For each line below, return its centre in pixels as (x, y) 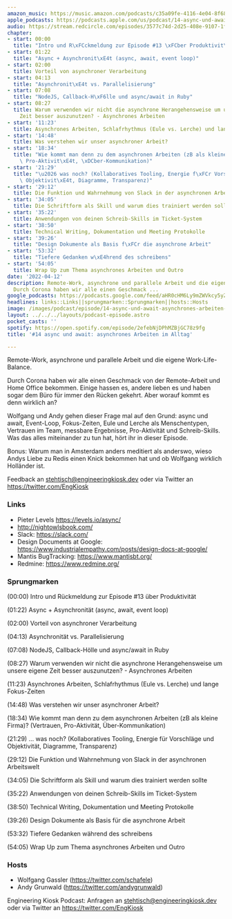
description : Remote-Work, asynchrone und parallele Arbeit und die (108, 283)
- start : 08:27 (29, 103)
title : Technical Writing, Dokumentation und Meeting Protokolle (109, 232)
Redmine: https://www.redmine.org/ (68, 564)
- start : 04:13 (29, 78)
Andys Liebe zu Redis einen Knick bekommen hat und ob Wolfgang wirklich (115, 459)
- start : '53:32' (32, 251)
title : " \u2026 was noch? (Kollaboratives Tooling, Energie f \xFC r (113, 174)
